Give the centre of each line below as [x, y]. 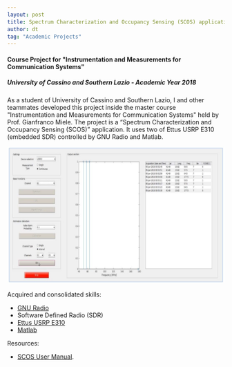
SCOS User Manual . [46, 357]
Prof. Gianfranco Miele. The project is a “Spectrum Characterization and [109, 122]
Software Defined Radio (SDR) [60, 315]
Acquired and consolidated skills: [54, 294]
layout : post [26, 15]
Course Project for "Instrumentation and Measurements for [94, 59]
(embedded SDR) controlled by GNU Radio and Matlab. [85, 137]
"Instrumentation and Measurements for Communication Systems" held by [113, 115]
